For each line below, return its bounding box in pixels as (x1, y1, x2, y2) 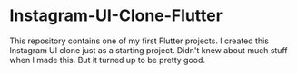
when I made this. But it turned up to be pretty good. (9, 54, 206, 65)
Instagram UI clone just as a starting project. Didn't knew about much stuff (9, 44, 288, 55)
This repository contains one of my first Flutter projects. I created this (9, 35, 270, 46)
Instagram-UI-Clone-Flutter (9, 5, 223, 26)
